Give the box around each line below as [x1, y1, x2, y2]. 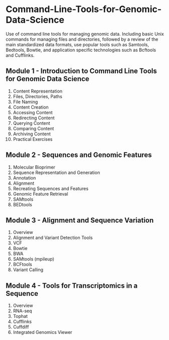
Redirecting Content [13, 115, 55, 121]
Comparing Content [13, 125, 54, 131]
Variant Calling [13, 267, 44, 273]
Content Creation [13, 104, 49, 110]
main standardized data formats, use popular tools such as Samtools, [6, 41, 149, 47]
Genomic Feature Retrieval [13, 191, 68, 197]
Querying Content [13, 120, 50, 126]
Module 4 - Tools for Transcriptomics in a [6, 281, 138, 290]
